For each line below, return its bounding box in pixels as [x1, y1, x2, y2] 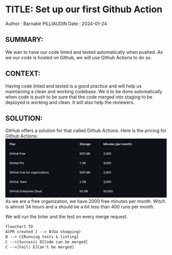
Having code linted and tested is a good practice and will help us [5, 83, 142, 89]
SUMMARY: [5, 35, 44, 44]
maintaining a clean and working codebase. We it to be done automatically [5, 88, 163, 94]
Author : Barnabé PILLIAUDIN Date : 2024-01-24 [5, 20, 107, 27]
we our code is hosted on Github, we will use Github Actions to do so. [5, 54, 152, 60]
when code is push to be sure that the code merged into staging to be [5, 94, 153, 100]
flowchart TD [5, 224, 33, 229]
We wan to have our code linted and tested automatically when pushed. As [5, 49, 163, 55]
